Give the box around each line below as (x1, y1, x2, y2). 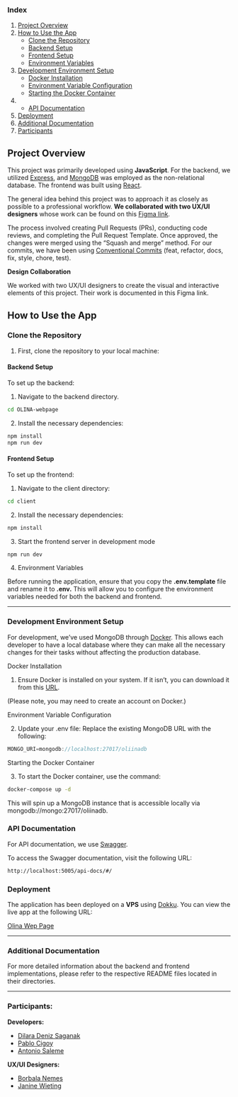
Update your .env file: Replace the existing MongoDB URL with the (17, 724, 211, 733)
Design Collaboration (7, 267, 71, 276)
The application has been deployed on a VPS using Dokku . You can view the (7, 900, 231, 908)
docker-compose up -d (7, 786, 72, 793)
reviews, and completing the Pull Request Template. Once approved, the (7, 231, 218, 240)
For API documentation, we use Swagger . (7, 840, 128, 848)
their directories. (7, 977, 56, 986)
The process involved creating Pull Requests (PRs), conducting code (7, 223, 208, 232)
